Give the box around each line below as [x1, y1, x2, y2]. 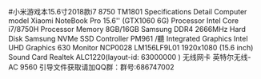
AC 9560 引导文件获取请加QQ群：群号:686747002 [8, 62, 175, 72]
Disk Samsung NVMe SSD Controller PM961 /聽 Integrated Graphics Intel [8, 34, 248, 43]
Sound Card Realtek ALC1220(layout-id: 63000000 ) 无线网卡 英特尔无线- [8, 53, 251, 61]
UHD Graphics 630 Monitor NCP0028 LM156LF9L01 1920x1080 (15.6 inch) [8, 43, 254, 52]
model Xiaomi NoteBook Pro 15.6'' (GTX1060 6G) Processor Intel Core [8, 16, 239, 26]
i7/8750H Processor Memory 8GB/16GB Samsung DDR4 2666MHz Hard [8, 25, 247, 34]
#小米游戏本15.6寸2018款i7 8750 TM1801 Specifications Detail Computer [8, 7, 247, 16]
